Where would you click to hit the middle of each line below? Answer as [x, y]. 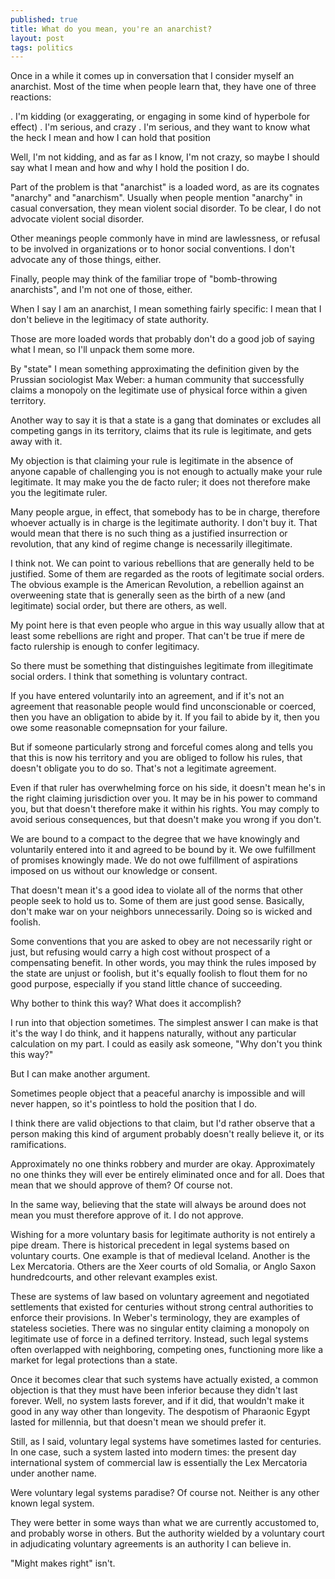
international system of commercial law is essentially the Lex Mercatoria [159, 1463]
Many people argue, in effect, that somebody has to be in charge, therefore [165, 512]
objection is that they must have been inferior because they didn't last [154, 1390]
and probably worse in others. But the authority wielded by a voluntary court [167, 1533]
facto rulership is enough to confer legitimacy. [105, 647]
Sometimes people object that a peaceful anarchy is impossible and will [158, 1093]
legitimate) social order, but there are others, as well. [118, 606]
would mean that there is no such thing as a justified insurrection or [149, 533]
